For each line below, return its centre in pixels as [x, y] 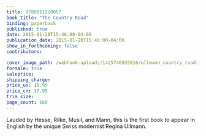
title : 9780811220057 [34, 12]
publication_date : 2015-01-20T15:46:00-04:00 [65, 40]
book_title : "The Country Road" [48, 18]
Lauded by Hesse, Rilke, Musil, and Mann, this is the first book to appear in [101, 120]
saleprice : [20, 74]
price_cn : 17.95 [27, 91]
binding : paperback [31, 23]
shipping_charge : [29, 80]
